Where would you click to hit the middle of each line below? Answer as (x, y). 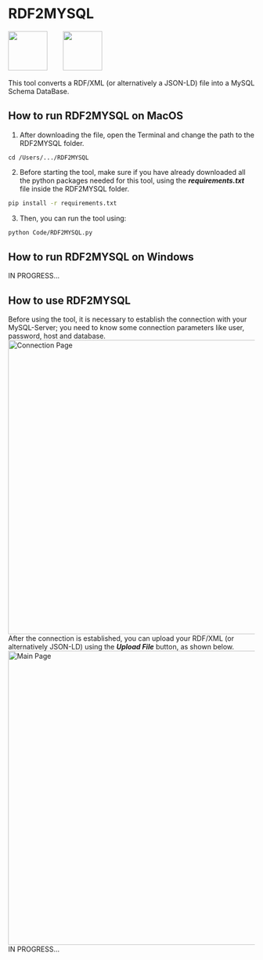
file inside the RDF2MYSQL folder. (74, 188)
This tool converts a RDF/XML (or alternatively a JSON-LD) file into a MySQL (131, 82)
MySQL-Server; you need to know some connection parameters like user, (126, 328)
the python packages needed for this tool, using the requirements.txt (132, 180)
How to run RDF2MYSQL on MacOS (96, 116)
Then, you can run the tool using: (73, 218)
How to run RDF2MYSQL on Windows (101, 257)
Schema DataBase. (39, 91)
